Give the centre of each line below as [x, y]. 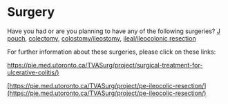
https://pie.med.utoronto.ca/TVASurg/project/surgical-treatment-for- [105, 65]
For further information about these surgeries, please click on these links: [112, 52]
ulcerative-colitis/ [32, 72]
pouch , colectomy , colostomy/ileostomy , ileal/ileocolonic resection [102, 38]
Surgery [31, 12]
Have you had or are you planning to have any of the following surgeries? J [114, 31]
